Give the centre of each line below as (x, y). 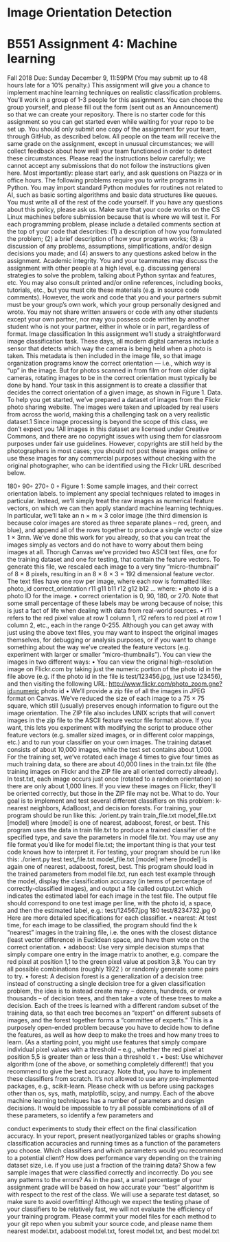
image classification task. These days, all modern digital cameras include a (113, 341)
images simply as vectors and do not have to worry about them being (105, 545)
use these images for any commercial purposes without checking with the (112, 459)
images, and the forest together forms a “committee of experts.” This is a (110, 1020)
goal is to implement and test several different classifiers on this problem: (111, 801)
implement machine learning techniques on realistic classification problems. (114, 93)
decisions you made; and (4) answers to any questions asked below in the (112, 253)
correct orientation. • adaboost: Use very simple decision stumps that (106, 947)
